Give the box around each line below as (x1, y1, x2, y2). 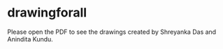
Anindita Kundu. (7, 35, 54, 43)
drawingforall (7, 5, 87, 21)
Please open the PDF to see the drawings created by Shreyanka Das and (7, 28, 217, 36)
